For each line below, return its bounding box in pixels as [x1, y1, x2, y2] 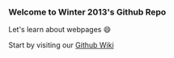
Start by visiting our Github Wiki [8, 40, 115, 50]
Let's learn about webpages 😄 [8, 25, 112, 35]
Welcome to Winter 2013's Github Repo [8, 6, 167, 18]
